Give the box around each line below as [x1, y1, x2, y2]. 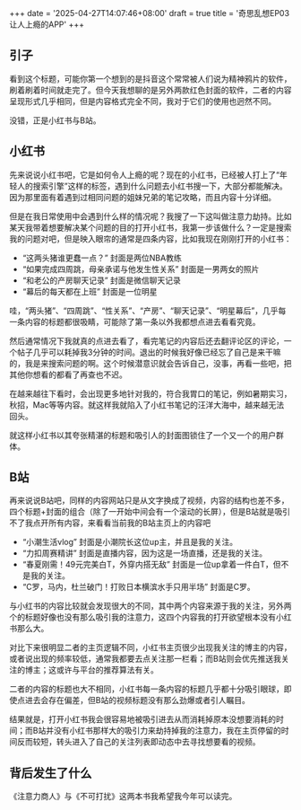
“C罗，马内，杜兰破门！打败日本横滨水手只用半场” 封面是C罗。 [21, 582, 255, 593]
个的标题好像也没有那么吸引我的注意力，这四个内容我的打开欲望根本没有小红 [9, 612, 292, 622]
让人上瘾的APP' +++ [9, 19, 85, 30]
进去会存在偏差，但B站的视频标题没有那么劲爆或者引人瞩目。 [24, 695, 251, 706]
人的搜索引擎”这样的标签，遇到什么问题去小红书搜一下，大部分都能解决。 [16, 180, 288, 191]
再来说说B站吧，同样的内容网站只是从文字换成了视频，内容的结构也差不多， [9, 495, 289, 506]
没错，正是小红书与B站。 [9, 115, 101, 126]
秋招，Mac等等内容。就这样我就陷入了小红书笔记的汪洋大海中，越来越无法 [9, 399, 285, 410]
